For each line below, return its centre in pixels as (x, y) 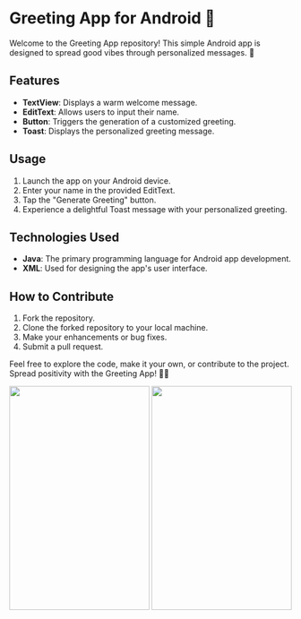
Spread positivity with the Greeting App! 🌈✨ (90, 374)
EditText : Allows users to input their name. (101, 112)
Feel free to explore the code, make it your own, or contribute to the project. (149, 364)
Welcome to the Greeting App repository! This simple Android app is (135, 43)
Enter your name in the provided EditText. (99, 190)
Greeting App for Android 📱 (112, 18)
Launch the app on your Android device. (97, 181)
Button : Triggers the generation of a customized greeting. (129, 121)
